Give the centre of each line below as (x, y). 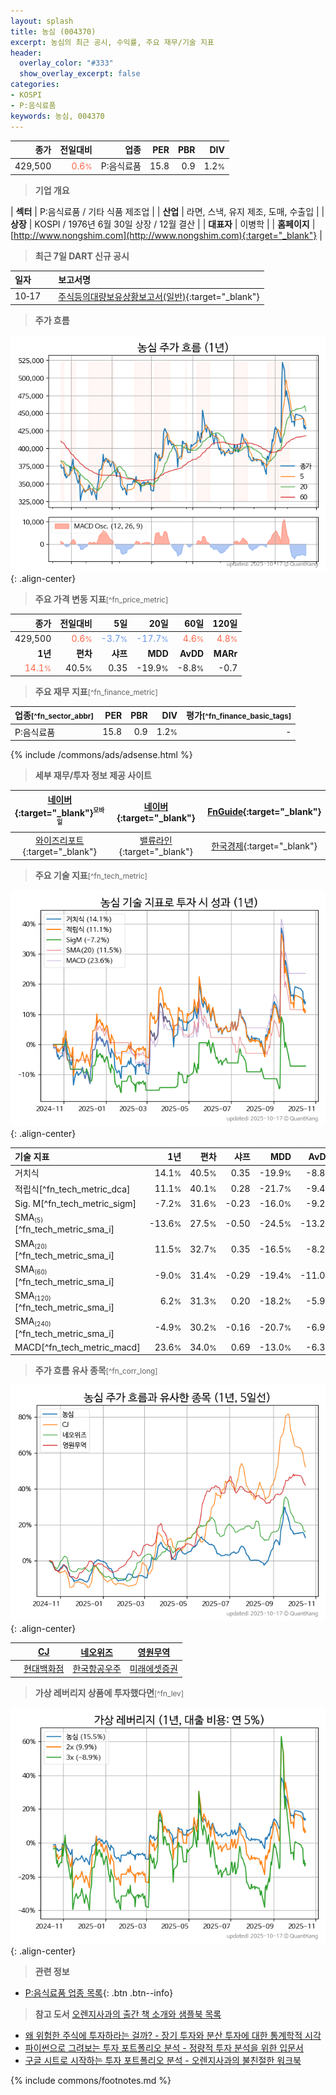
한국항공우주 (97, 1669)
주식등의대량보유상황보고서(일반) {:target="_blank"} (159, 296)
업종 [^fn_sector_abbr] (54, 716)
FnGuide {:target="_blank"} (264, 811)
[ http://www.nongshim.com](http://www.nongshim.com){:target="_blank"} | (166, 235)
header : (26, 53)
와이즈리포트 (60, 841)
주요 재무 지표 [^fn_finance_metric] (96, 691)
